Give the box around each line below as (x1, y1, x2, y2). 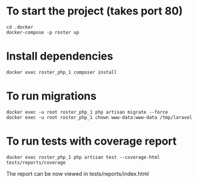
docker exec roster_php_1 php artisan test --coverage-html (6, 154, 161, 160)
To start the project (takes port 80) (6, 4, 183, 18)
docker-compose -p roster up (6, 29, 79, 36)
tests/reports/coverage (6, 160, 66, 166)
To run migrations (6, 89, 97, 103)
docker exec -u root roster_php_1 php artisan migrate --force (6, 109, 169, 115)
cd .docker (6, 24, 34, 30)
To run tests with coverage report (6, 134, 177, 148)
